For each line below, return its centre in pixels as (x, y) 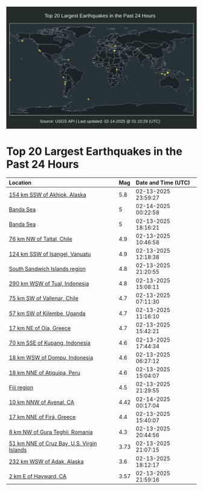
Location (20, 183)
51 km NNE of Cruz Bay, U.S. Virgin (53, 444)
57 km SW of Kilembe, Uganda (47, 313)
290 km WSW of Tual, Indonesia (49, 284)
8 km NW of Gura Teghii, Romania (51, 432)
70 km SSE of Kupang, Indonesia (50, 343)
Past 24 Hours (43, 164)
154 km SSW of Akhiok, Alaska (47, 195)
